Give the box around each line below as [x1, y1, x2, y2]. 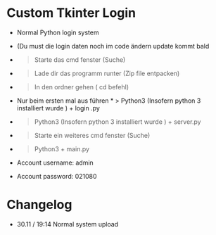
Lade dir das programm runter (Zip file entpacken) [34, 69, 180, 77]
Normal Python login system [16, 28, 99, 37]
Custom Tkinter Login [6, 5, 136, 21]
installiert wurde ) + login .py [16, 103, 100, 112]
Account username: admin [16, 158, 94, 167]
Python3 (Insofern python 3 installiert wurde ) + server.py [34, 118, 201, 126]
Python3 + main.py [34, 144, 89, 153]
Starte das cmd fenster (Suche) [34, 55, 126, 64]
